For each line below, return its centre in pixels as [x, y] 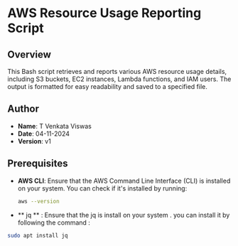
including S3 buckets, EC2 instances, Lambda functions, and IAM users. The [119, 79]
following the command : [54, 223]
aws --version [38, 201]
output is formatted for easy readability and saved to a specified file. [108, 86]
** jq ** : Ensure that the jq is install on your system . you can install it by [124, 215]
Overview [29, 54]
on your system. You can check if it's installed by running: [102, 188]
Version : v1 [34, 141]
